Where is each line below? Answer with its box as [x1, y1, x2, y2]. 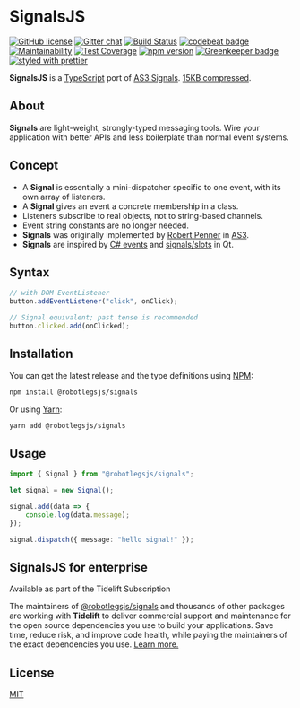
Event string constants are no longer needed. [21, 220, 190, 231]
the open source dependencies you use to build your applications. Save [9, 620, 274, 631]
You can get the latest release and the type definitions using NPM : [9, 370, 253, 380]
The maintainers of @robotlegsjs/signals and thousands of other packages [9, 601, 285, 612]
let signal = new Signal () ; [9, 486, 115, 495]
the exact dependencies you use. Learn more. [9, 639, 179, 650]
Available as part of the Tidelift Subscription [9, 583, 171, 594]
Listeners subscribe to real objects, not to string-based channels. [21, 210, 264, 221]
